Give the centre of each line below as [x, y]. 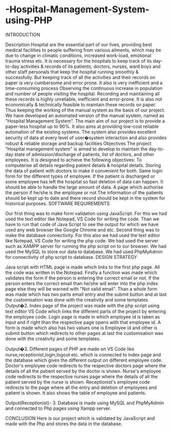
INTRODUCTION [23, 34]
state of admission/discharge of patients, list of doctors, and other [84, 154]
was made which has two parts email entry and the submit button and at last [86, 294]
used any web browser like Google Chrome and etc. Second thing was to [82, 230]
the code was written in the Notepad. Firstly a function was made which [81, 272]
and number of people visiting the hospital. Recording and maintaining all [83, 93]
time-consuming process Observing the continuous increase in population [84, 88]
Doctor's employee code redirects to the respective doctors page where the [86, 365]
